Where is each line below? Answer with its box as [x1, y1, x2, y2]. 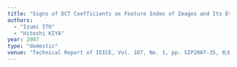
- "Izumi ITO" [13, 23, 55, 30]
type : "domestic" [7, 43, 59, 50]
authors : [7, 17, 33, 24]
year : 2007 [7, 36, 39, 43]
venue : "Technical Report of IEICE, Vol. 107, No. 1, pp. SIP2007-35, [7, 50, 219, 57]
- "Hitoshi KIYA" [13, 29, 65, 37]
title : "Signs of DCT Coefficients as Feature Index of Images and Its [7, 10, 222, 17]
